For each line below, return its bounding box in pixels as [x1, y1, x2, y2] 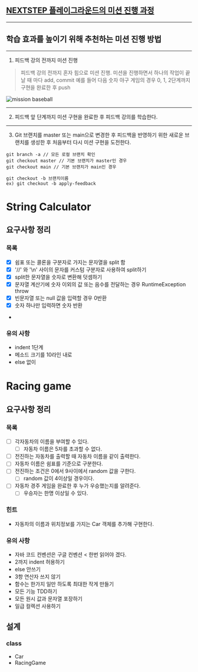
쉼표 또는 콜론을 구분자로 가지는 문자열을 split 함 [14, 259, 126, 266]
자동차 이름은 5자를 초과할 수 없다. [23, 445, 102, 452]
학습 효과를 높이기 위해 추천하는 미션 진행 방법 [6, 34, 162, 44]
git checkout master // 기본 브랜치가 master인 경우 [6, 158, 127, 164]
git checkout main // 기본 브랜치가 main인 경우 [6, 164, 117, 170]
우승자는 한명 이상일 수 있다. [23, 489, 88, 496]
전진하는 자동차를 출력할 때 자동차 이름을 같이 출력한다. [14, 453, 141, 460]
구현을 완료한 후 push [20, 84, 71, 91]
